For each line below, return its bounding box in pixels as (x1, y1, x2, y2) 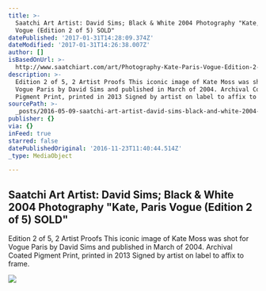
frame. (8, 259, 30, 269)
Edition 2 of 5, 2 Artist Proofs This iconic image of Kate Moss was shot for (8, 234, 249, 243)
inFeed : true (8, 129, 51, 137)
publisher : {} (8, 115, 55, 123)
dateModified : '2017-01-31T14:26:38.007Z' (8, 41, 150, 49)
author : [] (8, 48, 44, 56)
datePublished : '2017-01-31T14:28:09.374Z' (8, 33, 154, 42)
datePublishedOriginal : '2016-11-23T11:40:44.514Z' (8, 144, 182, 152)
